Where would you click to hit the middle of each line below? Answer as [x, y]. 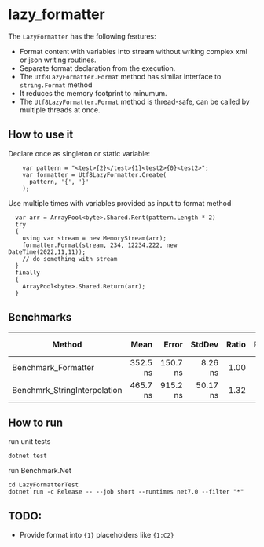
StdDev [205, 344]
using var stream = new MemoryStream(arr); [95, 238]
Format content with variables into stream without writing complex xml [133, 51]
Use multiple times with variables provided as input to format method [120, 203]
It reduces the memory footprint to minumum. [93, 93]
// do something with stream [70, 259]
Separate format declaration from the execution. [97, 68]
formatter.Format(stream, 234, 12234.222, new [100, 245]
